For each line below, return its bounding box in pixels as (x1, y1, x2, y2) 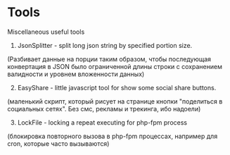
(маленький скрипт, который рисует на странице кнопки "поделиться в (7, 97, 223, 106)
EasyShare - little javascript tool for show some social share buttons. (17, 83, 217, 92)
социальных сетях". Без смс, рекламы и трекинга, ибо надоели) (7, 104, 201, 113)
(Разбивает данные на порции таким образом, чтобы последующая (7, 54, 212, 63)
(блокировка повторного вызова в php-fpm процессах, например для (7, 132, 218, 140)
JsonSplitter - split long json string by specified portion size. (17, 41, 193, 49)
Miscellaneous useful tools (7, 27, 85, 36)
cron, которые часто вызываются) (7, 139, 110, 148)
